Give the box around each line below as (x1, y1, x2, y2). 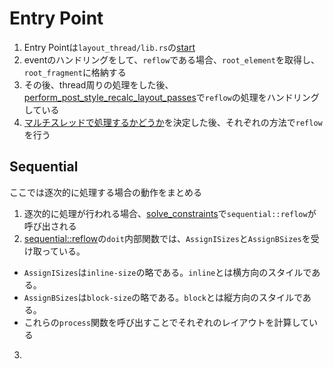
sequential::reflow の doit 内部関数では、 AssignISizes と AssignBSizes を (23, 232, 311, 244)
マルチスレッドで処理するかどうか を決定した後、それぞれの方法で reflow (23, 116, 323, 128)
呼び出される (23, 220, 77, 232)
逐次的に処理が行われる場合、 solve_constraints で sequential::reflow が (23, 207, 317, 219)
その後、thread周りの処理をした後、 (23, 78, 174, 91)
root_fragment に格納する (23, 66, 127, 78)
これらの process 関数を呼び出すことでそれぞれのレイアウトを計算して (23, 316, 310, 328)
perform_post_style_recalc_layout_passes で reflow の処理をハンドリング (23, 91, 320, 103)
